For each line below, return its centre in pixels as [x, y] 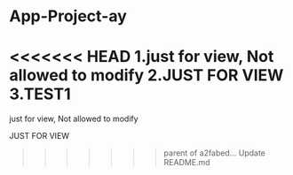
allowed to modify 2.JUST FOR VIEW [146, 76]
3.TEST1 [40, 94]
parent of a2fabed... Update [215, 153]
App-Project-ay [68, 16]
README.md [187, 163]
